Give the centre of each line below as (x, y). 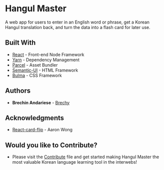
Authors (18, 91)
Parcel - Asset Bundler (35, 65)
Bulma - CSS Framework (37, 75)
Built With (20, 43)
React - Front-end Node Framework (48, 54)
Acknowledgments (35, 118)
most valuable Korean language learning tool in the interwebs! (74, 162)
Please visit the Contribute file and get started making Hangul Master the (85, 157)
